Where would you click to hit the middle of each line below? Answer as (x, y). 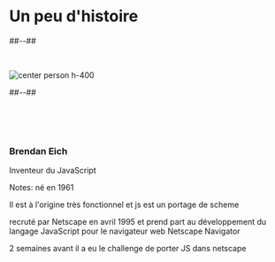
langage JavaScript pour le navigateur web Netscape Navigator (125, 231)
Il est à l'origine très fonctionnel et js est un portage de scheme (124, 204)
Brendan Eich (38, 150)
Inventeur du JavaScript (53, 171)
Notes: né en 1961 (42, 188)
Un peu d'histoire (74, 16)
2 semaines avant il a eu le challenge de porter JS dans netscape (128, 249)
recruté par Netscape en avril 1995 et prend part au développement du (138, 222)
